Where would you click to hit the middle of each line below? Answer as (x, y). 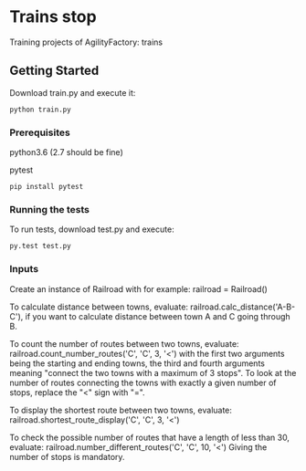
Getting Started (54, 71)
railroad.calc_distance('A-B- (243, 307)
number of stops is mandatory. (67, 456)
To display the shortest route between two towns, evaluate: (121, 410)
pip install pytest (47, 187)
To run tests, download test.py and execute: (92, 229)
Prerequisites (40, 132)
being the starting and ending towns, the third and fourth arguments (137, 363)
